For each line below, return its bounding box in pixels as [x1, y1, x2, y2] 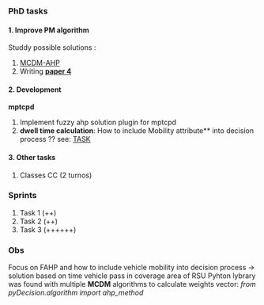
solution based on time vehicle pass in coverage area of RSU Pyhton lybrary [8, 271, 256, 280]
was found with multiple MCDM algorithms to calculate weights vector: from [8, 280, 257, 289]
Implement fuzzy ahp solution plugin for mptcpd [19, 117, 176, 128]
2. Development [8, 85, 62, 94]
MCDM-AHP [19, 58, 61, 68]
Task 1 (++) [19, 208, 57, 217]
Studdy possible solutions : [8, 43, 96, 52]
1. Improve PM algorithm [8, 25, 89, 35]
